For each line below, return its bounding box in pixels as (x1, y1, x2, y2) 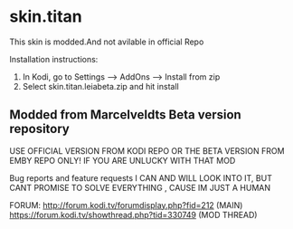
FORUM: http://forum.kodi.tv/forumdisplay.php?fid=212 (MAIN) (9, 199, 243, 210)
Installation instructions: (9, 53, 99, 64)
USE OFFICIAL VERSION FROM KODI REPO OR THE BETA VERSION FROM (9, 145, 285, 156)
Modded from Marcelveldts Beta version (9, 107, 241, 123)
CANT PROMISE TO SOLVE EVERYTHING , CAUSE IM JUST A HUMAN (9, 182, 271, 193)
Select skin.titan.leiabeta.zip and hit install (22, 81, 179, 91)
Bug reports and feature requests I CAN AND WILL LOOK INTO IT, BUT (9, 172, 273, 183)
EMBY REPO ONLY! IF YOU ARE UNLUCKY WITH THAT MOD (9, 155, 236, 166)
